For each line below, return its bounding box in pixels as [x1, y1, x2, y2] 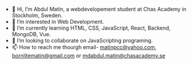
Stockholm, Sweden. [11, 12, 62, 19]
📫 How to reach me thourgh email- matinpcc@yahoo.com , [11, 44, 157, 50]
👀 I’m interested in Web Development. [11, 18, 104, 25]
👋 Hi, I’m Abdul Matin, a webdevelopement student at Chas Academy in [11, 6, 187, 12]
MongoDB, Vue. [11, 31, 51, 38]
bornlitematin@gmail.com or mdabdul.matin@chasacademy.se [11, 52, 165, 59]
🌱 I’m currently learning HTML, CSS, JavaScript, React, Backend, [11, 24, 171, 31]
